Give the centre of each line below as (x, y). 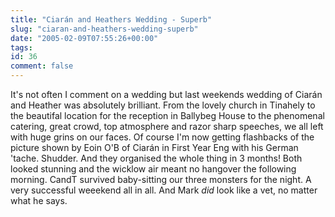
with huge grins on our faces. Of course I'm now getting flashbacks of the (162, 137)
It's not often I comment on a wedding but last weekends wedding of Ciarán (166, 94)
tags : (21, 47)
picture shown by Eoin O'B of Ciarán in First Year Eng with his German (154, 147)
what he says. (39, 200)
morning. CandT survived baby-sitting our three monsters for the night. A (161, 179)
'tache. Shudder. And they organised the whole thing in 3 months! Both (156, 158)
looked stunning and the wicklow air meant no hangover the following (153, 169)
